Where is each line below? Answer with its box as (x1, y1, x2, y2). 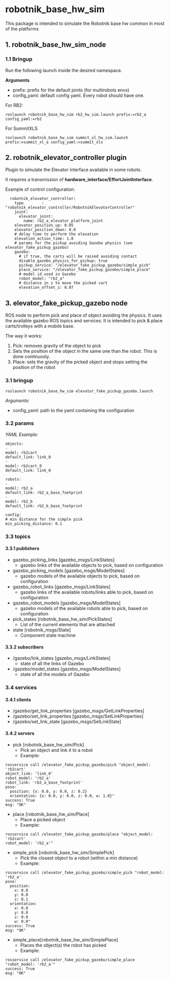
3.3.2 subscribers (5, 644, 44, 650)
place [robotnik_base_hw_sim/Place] (12, 811, 90, 817)
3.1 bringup (5, 377, 33, 384)
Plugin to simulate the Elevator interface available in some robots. (5, 166, 142, 173)
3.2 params (5, 420, 34, 427)
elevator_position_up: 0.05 (14, 223, 74, 228)
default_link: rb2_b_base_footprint (5, 503, 83, 509)
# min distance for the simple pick (5, 517, 83, 522)
